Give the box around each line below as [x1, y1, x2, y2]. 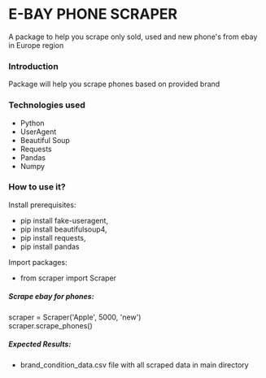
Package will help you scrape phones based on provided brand [8, 79, 220, 89]
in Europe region [8, 40, 64, 50]
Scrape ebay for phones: [8, 292, 95, 302]
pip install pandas [20, 241, 80, 251]
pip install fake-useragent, [20, 215, 108, 225]
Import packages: [8, 257, 68, 267]
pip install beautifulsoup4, [20, 224, 107, 234]
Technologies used [8, 99, 85, 111]
